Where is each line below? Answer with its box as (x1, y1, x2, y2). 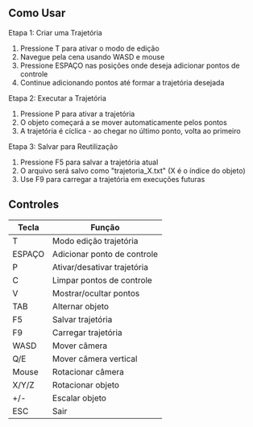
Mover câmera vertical (52, 353, 138, 364)
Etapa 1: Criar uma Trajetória (8, 27, 102, 37)
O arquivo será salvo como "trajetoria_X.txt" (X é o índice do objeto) (19, 165, 246, 176)
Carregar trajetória (52, 326, 122, 338)
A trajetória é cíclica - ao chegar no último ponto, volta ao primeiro (19, 126, 241, 135)
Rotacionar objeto (52, 379, 119, 390)
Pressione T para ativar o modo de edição (19, 44, 160, 53)
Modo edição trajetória (52, 235, 139, 247)
